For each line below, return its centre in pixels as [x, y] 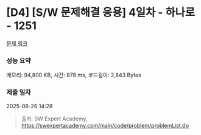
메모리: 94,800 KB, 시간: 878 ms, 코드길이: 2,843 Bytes [74, 75]
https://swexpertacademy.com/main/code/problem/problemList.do [105, 125]
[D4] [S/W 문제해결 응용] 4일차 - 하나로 [101, 12]
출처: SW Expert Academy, [54, 119]
